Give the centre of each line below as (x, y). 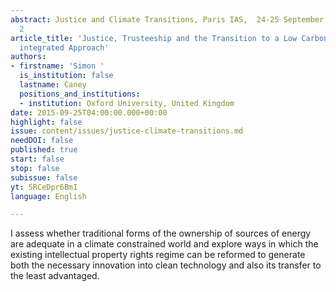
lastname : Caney (53, 85)
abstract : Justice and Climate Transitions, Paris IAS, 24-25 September (167, 19)
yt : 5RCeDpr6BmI (44, 187)
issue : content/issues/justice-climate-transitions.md (127, 131)
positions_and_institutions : (80, 94)
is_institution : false (66, 76)
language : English (48, 196)
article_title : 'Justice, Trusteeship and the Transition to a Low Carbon (169, 38)
